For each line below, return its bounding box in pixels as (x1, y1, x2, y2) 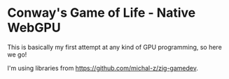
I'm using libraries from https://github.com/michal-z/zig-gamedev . (7, 64, 198, 72)
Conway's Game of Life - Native (7, 5, 196, 21)
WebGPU (7, 20, 61, 36)
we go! (7, 50, 27, 59)
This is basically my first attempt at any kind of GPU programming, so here (7, 43, 222, 51)
